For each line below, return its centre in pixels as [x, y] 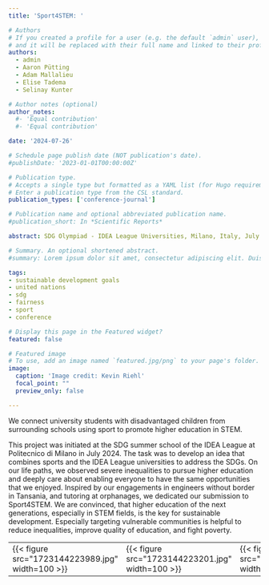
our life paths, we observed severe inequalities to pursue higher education [131, 470]
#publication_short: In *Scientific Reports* [85, 222]
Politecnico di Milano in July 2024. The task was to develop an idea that [127, 453]
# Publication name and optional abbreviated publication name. [118, 214]
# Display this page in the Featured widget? [85, 332]
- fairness [26, 303]
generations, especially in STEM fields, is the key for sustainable [114, 513]
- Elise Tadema [41, 82]
